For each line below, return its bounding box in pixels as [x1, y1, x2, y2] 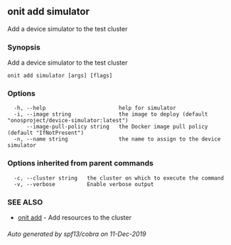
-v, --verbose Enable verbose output [14, 180, 154, 187]
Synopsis [7, 42, 41, 52]
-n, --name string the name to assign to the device [14, 136, 221, 143]
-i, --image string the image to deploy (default [14, 111, 208, 118]
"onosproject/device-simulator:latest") [7, 117, 129, 124]
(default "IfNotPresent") [7, 129, 84, 137]
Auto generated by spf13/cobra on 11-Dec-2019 [7, 229, 146, 238]
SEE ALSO [7, 197, 43, 207]
